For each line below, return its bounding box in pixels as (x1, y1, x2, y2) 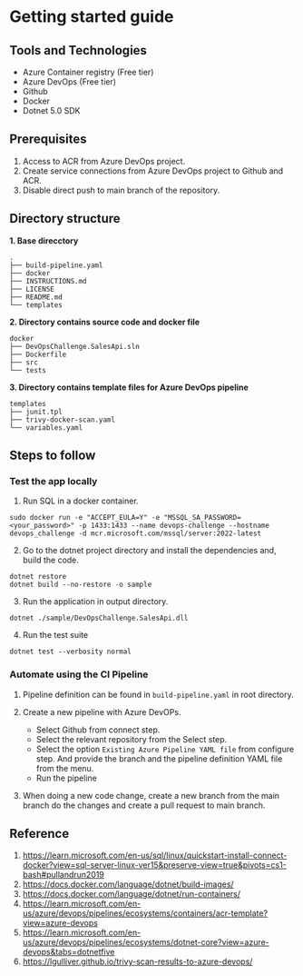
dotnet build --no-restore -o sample (9, 580, 152, 590)
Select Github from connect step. (35, 724, 161, 735)
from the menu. (35, 762, 94, 773)
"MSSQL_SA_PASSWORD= (163, 513, 242, 523)
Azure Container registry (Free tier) (22, 66, 154, 77)
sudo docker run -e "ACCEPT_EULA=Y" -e (9, 513, 161, 523)
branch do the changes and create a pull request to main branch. (22, 800, 266, 811)
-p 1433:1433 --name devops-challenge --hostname (78, 521, 270, 531)
